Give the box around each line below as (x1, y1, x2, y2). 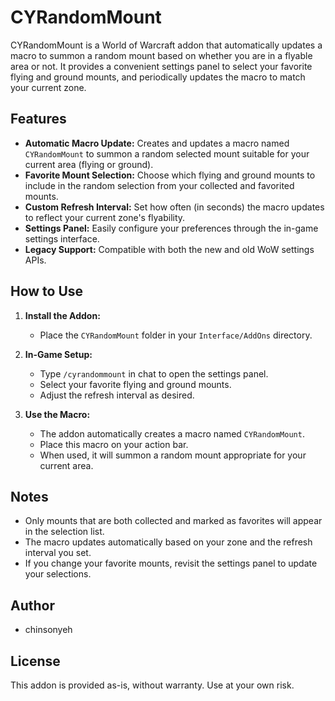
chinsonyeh (24, 624, 73, 636)
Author (10, 597, 55, 614)
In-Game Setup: (24, 348, 93, 360)
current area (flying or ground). (24, 158, 154, 170)
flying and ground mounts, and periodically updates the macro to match (10, 71, 306, 83)
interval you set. (24, 547, 92, 559)
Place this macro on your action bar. (39, 438, 189, 450)
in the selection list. (24, 526, 105, 538)
